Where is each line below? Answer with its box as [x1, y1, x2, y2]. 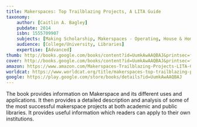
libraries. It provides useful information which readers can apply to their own [6, 109, 191, 116]
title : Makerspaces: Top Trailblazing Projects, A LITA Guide [6, 8, 161, 15]
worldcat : [6, 69, 30, 75]
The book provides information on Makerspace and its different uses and [6, 91, 182, 98]
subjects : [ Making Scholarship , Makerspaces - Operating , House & [16, 36, 182, 42]
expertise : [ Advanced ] [16, 47, 72, 53]
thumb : [6, 52, 22, 58]
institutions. [6, 115, 34, 122]
